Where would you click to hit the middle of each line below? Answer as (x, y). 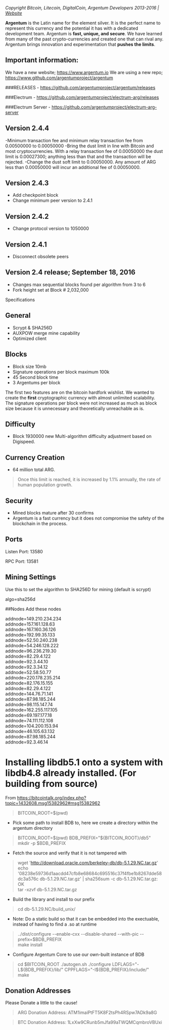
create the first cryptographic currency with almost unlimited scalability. (80, 397)
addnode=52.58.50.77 (28, 672)
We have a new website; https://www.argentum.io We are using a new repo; (84, 72)
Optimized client (30, 338)
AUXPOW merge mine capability (46, 333)
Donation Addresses (38, 990)
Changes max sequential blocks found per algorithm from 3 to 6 (79, 284)
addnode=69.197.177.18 (29, 715)
